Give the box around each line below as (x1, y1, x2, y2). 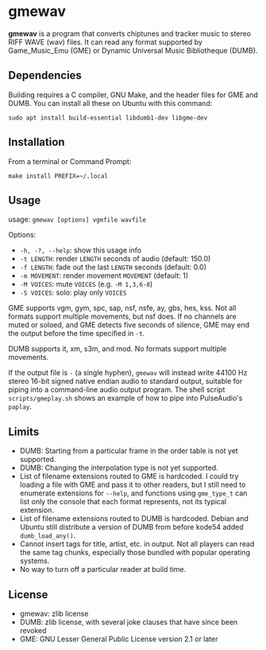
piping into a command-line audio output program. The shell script (8, 385, 226, 394)
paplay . (8, 401, 32, 412)
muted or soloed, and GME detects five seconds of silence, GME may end (8, 320, 250, 330)
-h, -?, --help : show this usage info (19, 245, 141, 255)
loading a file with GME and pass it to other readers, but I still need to (19, 480, 246, 490)
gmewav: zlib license (19, 609, 89, 618)
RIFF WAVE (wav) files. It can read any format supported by (8, 37, 202, 46)
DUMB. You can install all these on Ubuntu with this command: (8, 98, 213, 108)
